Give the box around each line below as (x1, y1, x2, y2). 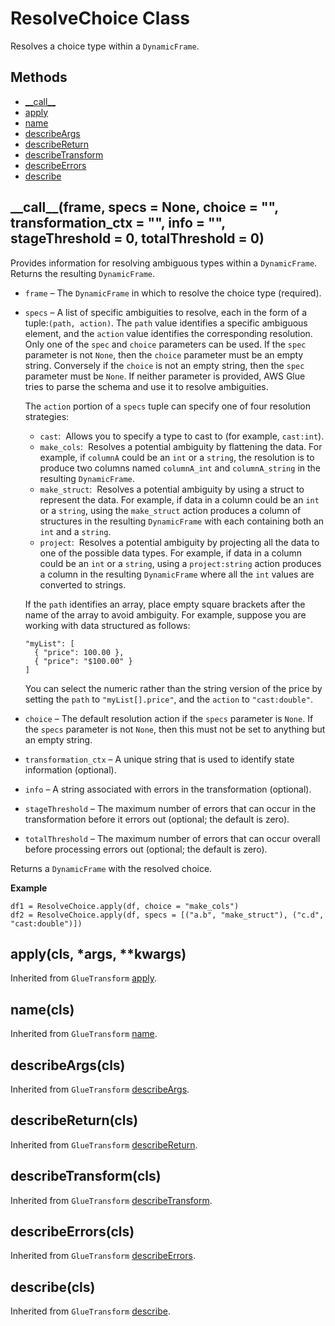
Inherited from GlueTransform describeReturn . (10, 1138, 198, 1151)
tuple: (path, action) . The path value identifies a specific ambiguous (24, 317, 308, 329)
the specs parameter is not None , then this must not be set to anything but (24, 723, 326, 735)
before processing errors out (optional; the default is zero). (24, 843, 268, 855)
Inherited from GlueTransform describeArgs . (10, 1083, 190, 1095)
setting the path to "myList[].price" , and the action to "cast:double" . (24, 693, 313, 705)
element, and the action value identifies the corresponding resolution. (24, 327, 313, 339)
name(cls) (10, 1001, 75, 1018)
